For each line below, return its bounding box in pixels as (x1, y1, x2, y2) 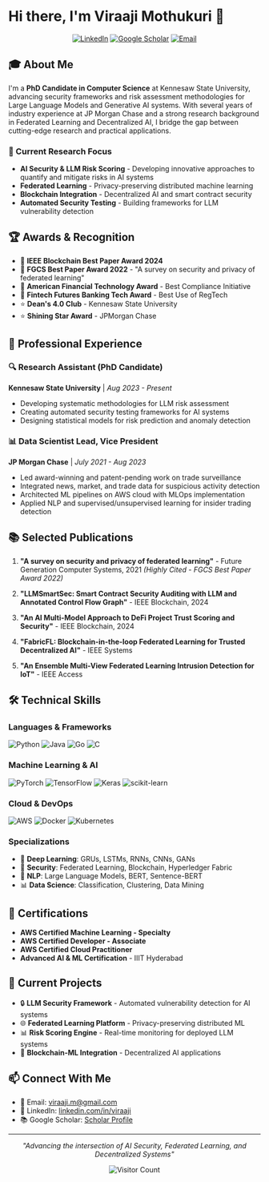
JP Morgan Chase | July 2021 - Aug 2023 (8, 456, 147, 467)
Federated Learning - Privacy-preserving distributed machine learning (19, 181, 254, 191)
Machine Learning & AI (8, 760, 98, 771)
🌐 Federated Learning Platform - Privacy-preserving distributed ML (19, 1018, 246, 1027)
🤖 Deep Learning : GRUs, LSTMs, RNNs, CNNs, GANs (19, 854, 196, 864)
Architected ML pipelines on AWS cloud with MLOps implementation (19, 489, 246, 499)
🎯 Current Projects (8, 976, 102, 990)
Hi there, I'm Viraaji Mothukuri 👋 (8, 7, 225, 26)
